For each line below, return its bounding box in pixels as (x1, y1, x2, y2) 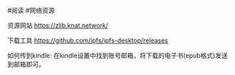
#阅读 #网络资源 (7, 6, 55, 14)
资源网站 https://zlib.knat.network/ (7, 21, 109, 30)
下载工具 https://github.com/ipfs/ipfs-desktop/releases (7, 36, 169, 45)
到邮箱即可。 (7, 60, 45, 69)
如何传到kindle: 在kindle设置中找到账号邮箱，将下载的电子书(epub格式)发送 (7, 52, 228, 59)
